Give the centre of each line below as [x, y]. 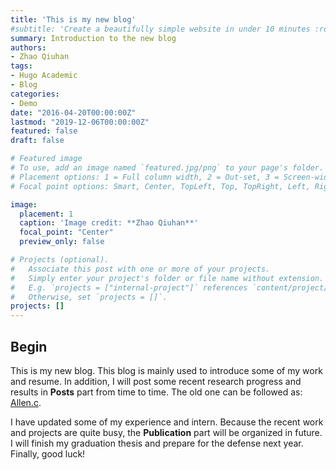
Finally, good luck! [48, 453]
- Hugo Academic [44, 76]
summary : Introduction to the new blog [93, 38]
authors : [28, 47]
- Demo [24, 103]
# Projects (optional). [60, 260]
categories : [35, 94]
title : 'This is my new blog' [73, 19]
